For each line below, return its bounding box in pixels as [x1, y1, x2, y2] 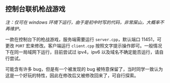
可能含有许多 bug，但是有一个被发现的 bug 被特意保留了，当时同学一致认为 [5, 66, 163, 72]
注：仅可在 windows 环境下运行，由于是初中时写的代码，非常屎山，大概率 [5, 19, 160, 25]
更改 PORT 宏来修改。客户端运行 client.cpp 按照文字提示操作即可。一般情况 [5, 43, 162, 49]
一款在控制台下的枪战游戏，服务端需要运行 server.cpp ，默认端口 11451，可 [5, 36, 161, 42]
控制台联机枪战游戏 [5, 5, 65, 14]
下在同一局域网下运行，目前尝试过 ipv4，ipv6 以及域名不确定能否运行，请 [5, 49, 159, 55]
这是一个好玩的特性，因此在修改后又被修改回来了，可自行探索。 [5, 72, 139, 78]
